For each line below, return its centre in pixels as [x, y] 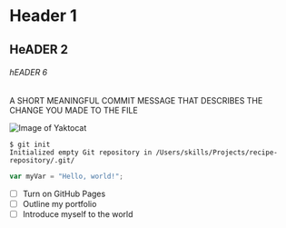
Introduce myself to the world [78, 213]
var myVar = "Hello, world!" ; [67, 176]
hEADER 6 [29, 73]
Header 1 [43, 16]
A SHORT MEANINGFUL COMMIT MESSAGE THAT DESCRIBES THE [136, 100]
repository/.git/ [42, 160]
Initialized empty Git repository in [81, 152]
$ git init [30, 144]
